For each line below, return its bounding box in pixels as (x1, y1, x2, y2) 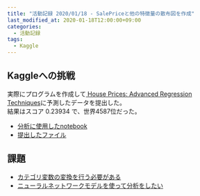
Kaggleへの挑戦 (7, 70, 76, 82)
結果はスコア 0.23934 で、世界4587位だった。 (7, 107, 141, 115)
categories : (7, 23, 42, 30)
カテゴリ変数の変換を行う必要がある (17, 172, 122, 181)
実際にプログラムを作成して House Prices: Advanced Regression (7, 90, 192, 98)
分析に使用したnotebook (17, 122, 88, 130)
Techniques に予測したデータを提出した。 (7, 98, 126, 106)
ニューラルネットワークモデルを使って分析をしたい (17, 181, 164, 190)
